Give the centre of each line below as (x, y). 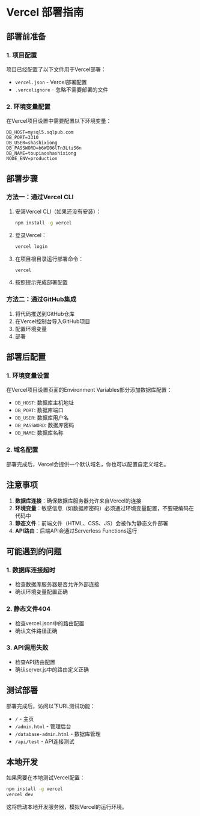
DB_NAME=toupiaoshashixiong (41, 153)
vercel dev (20, 795)
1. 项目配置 (22, 55)
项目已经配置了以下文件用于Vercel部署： (56, 69)
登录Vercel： (31, 235)
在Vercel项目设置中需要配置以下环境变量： (59, 121)
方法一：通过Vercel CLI (40, 197)
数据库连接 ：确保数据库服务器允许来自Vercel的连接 (78, 501)
